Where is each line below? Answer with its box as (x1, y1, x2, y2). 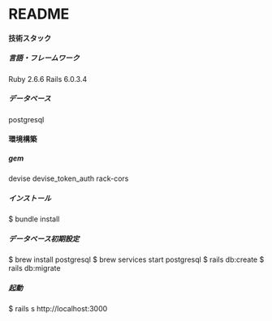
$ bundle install (8, 214, 60, 224)
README (8, 5, 70, 24)
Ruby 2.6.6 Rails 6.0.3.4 (8, 74, 88, 83)
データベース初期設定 (8, 233, 80, 243)
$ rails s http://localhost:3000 (8, 304, 108, 314)
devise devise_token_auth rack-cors (8, 173, 129, 183)
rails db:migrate (8, 263, 61, 273)
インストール (8, 193, 51, 203)
